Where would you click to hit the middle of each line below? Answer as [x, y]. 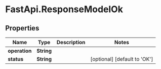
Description [71, 42]
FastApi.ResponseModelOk [64, 9]
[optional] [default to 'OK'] [122, 59]
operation [20, 51]
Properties [22, 28]
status [16, 59]
